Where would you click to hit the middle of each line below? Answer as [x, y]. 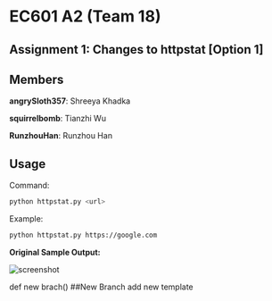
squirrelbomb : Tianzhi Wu [58, 119]
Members [37, 79]
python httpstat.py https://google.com [83, 235]
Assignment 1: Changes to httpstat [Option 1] [136, 50]
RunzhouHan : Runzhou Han [61, 136]
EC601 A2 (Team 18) [85, 17]
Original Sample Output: [55, 252]
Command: [29, 186]
